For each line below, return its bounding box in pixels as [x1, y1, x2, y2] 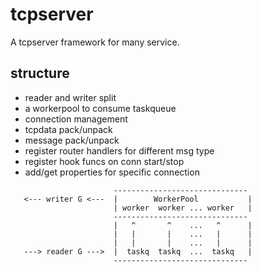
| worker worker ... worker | [113, 203, 253, 213]
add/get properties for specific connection [24, 166, 200, 178]
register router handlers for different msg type [24, 144, 215, 157]
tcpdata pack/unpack [24, 123, 113, 135]
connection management [24, 113, 128, 125]
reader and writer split [24, 91, 117, 103]
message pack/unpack [24, 134, 120, 146]
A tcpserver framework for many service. [10, 36, 180, 48]
